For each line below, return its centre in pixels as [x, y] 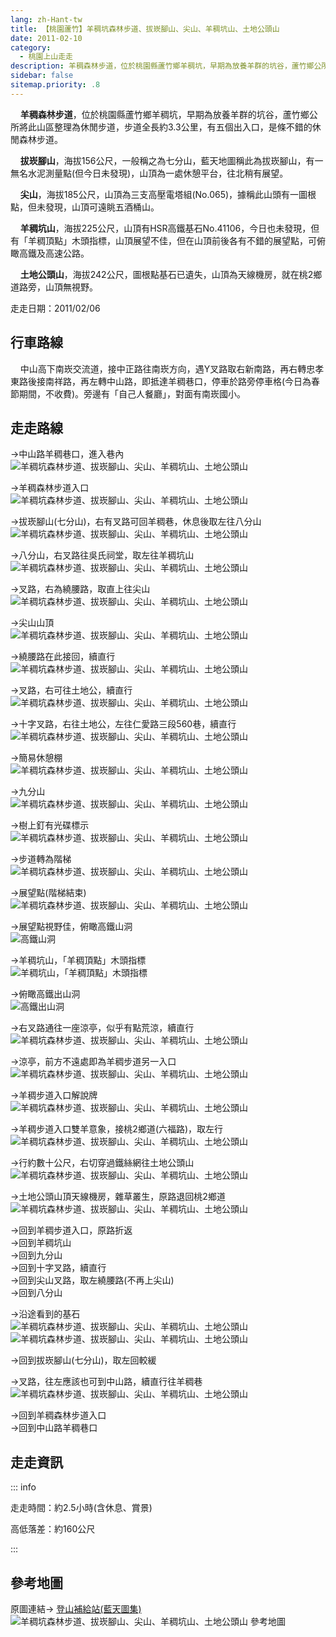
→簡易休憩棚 [36, 758]
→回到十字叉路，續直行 [58, 1268]
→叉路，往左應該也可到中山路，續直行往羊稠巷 [106, 1382]
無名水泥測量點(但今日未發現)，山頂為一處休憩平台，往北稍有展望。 [149, 173]
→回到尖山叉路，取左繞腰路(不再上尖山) [92, 1280]
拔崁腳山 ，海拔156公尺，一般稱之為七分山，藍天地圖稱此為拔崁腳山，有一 [171, 160]
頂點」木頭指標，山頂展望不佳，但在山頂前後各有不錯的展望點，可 [180, 240]
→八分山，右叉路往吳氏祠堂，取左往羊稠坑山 [102, 555]
